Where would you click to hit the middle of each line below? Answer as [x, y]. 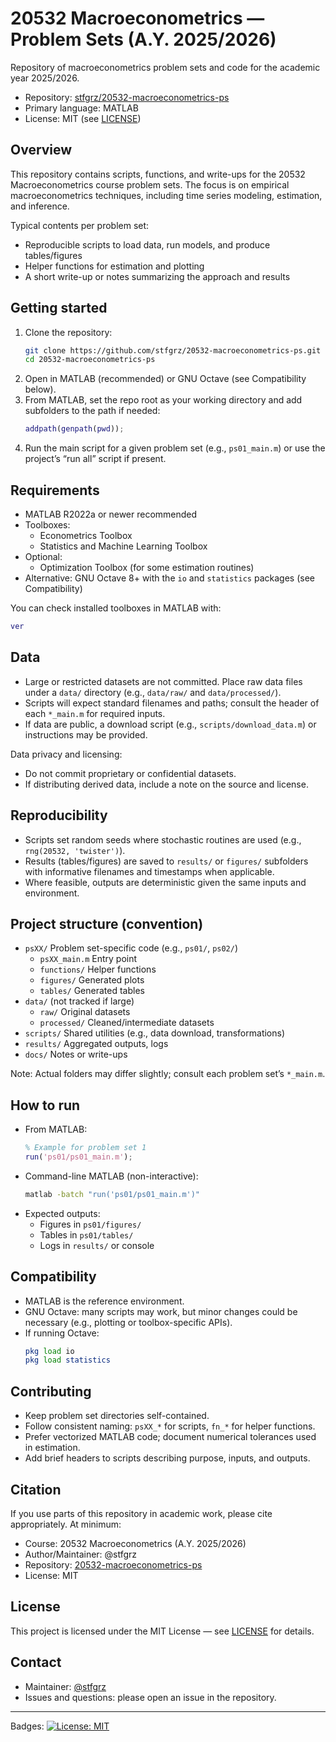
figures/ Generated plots [92, 980]
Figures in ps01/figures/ [90, 1224]
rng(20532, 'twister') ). [75, 850]
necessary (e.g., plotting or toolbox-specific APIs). [128, 1322]
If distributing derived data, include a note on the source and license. [166, 784]
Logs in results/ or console [97, 1245]
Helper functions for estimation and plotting [114, 266]
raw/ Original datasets [85, 1012]
